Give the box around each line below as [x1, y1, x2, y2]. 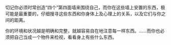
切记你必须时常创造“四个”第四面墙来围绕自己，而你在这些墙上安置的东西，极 [5, 5, 165, 10]
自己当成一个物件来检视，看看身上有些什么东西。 [14, 34, 117, 40]
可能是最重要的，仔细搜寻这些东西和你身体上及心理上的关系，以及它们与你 [5, 11, 161, 17]
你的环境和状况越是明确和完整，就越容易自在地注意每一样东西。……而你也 [5, 28, 160, 34]
